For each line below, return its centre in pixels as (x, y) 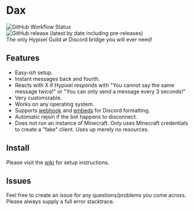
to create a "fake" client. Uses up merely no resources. (82, 129)
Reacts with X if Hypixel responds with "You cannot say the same (95, 85)
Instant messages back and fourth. (57, 78)
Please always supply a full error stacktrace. (60, 201)
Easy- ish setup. (34, 73)
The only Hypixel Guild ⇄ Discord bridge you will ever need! (79, 39)
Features (23, 58)
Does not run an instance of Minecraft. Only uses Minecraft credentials (101, 123)
